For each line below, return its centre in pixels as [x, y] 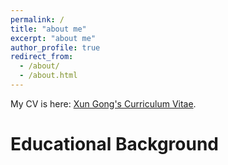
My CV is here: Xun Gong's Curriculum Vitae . [103, 103]
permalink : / [37, 19]
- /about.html [48, 76]
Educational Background [114, 144]
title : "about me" [48, 29]
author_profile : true [55, 47]
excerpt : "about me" [53, 38]
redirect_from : [42, 57]
